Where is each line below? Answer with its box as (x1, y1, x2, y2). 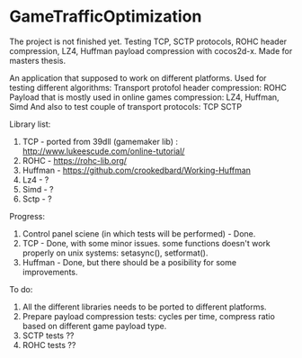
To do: (9, 283, 33, 294)
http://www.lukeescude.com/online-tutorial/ (22, 146, 185, 157)
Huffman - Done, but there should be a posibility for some (22, 256, 236, 267)
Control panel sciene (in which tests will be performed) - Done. (22, 228, 256, 239)
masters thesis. (9, 55, 66, 66)
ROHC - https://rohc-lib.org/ (22, 155, 128, 166)
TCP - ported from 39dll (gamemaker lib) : (22, 136, 178, 147)
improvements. (22, 266, 78, 277)
